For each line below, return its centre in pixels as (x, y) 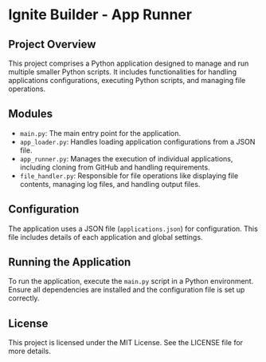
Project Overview (52, 44)
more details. (30, 351)
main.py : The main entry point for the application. (100, 133)
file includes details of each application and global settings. (106, 237)
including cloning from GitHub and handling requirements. (115, 167)
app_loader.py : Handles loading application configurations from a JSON (137, 141)
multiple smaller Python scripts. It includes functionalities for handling (123, 72)
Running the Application (70, 263)
